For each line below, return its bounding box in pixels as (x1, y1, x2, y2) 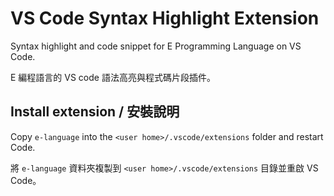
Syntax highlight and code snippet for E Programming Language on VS (10, 40, 302, 52)
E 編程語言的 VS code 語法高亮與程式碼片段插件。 (10, 71, 216, 83)
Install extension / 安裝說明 (10, 103, 180, 121)
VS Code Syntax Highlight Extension (10, 7, 320, 30)
